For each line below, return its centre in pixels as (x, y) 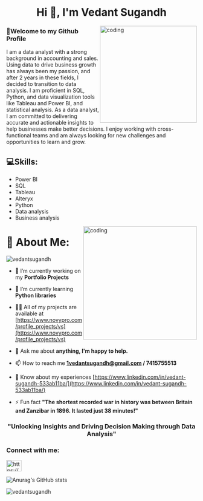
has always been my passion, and (48, 71)
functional (19, 136)
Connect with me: (33, 450)
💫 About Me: (38, 242)
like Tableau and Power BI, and (45, 103)
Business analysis (37, 218)
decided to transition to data (41, 84)
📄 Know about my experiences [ (55, 377)
